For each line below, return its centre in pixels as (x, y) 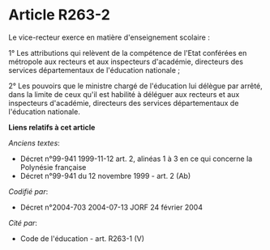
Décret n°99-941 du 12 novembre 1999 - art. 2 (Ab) (105, 176)
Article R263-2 (60, 15)
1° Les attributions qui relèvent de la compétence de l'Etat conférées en (128, 53)
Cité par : (23, 222)
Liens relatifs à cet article (52, 127)
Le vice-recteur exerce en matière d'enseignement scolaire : (109, 37)
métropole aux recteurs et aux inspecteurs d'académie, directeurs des (126, 61)
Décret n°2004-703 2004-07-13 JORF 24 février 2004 (111, 207)
